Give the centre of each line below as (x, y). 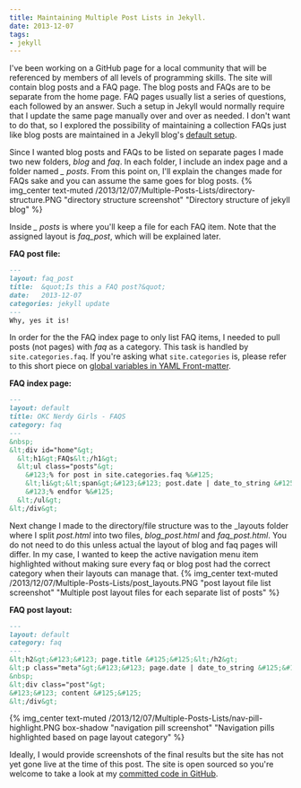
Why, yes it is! (39, 320)
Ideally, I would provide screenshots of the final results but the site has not (146, 755)
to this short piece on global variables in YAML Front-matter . (120, 366)
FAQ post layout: (41, 609)
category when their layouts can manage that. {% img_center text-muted (144, 573)
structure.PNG (36, 200)
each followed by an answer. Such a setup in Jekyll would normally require (147, 106)
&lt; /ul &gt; (40, 500)
